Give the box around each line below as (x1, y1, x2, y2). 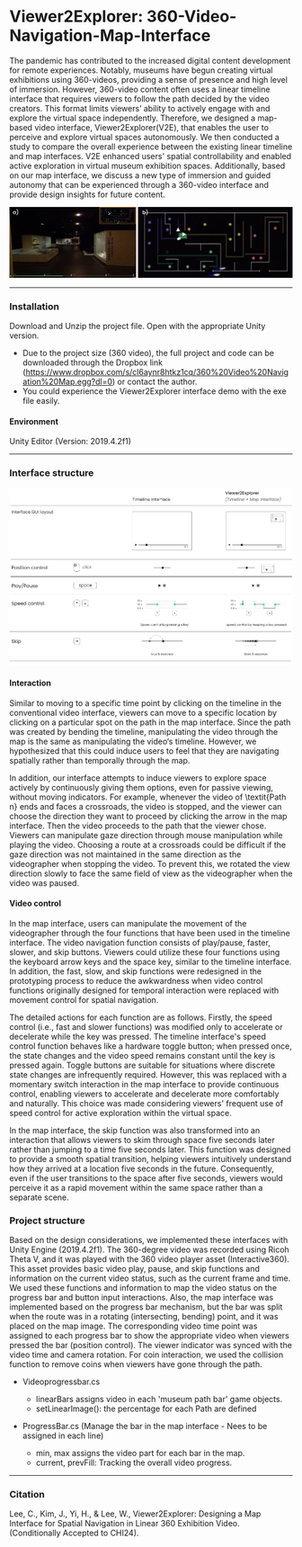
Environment (9, 416, 58, 426)
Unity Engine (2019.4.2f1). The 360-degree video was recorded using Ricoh (9, 1244, 289, 1256)
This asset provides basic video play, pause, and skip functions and (9, 1264, 261, 1274)
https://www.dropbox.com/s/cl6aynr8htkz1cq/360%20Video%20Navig (25, 367, 289, 378)
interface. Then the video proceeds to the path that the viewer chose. (9, 820, 267, 831)
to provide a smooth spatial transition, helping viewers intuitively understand (9, 1153, 292, 1164)
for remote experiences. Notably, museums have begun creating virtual (9, 65, 273, 76)
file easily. (22, 396, 60, 407)
